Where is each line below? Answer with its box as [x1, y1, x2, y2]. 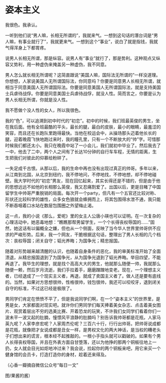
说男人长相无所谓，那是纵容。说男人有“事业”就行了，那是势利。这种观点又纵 [5, 55, 161, 61]
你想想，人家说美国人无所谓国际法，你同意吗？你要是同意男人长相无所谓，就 [5, 78, 161, 84]
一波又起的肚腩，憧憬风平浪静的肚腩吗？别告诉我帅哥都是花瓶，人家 [18, 314, 157, 320]
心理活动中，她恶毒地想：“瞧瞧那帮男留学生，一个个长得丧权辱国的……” [5, 219, 151, 225]
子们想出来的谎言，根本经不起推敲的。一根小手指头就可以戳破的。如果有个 [5, 333, 157, 339]
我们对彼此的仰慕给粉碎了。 [13, 154, 70, 161]
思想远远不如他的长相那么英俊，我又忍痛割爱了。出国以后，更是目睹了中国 [9, 184, 161, 190]
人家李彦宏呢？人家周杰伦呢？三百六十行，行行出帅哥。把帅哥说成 [22, 320, 157, 327]
